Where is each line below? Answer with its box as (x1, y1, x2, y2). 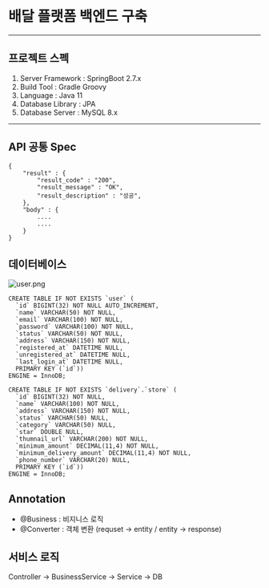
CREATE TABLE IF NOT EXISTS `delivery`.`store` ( (8, 386, 178, 394)
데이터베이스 (8, 258, 66, 271)
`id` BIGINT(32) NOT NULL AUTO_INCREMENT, (15, 302, 159, 310)
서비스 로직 (8, 550, 60, 564)
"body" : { (22, 205, 59, 213)
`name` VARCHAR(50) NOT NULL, (15, 309, 116, 317)
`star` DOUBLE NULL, (15, 428, 84, 436)
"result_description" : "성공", (37, 192, 142, 200)
